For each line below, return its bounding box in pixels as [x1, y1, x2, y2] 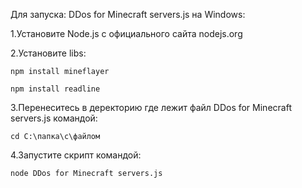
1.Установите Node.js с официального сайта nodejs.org [10, 28, 243, 39]
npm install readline [10, 84, 101, 94]
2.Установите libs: [10, 47, 87, 59]
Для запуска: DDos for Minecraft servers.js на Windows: [10, 9, 246, 20]
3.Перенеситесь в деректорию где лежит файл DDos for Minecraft [10, 102, 292, 113]
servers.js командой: [10, 112, 98, 124]
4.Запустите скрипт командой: [10, 149, 142, 161]
